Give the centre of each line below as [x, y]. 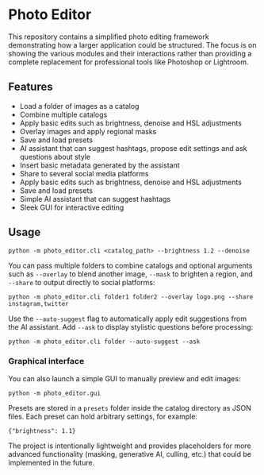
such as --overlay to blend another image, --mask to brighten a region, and [131, 274]
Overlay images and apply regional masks [88, 131]
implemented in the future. [52, 462]
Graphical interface [46, 361]
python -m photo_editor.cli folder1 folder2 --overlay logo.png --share [131, 297]
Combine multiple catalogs [63, 114]
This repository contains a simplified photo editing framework [109, 37]
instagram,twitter [38, 303]
